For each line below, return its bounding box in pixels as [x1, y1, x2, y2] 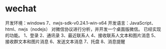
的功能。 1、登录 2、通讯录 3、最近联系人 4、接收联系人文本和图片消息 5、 [5, 32, 159, 38]
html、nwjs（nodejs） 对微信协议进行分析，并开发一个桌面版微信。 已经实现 [5, 26, 162, 32]
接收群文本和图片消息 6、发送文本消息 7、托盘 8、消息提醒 [5, 38, 125, 45]
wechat [5, 3, 37, 14]
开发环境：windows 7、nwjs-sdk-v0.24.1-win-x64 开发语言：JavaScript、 [5, 20, 156, 26]
